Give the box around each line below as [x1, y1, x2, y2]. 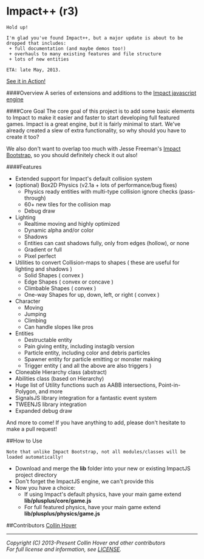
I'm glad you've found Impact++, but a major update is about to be [6, 35, 183, 41]
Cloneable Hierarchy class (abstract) [15, 368, 107, 376]
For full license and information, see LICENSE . [6, 545, 122, 553]
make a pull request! [6, 425, 58, 432]
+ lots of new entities [8, 56, 69, 62]
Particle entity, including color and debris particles [24, 349, 151, 356]
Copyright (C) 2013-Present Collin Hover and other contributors [6, 539, 166, 546]
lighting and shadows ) [15, 265, 72, 273]
